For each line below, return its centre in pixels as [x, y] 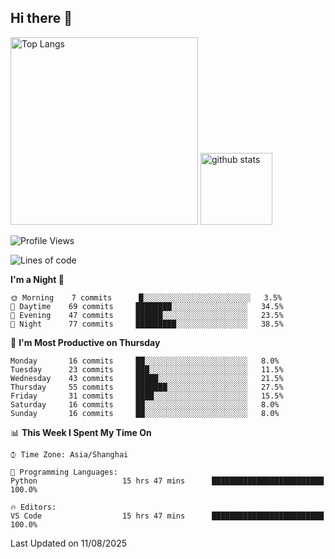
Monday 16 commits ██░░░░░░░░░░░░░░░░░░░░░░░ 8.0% [145, 361]
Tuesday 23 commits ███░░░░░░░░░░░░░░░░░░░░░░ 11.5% [147, 369]
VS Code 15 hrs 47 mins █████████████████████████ [167, 516]
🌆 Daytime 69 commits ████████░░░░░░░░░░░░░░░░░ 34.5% [147, 306]
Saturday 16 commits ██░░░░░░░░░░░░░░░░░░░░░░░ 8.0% [145, 404]
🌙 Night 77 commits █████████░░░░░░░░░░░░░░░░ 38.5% [147, 324]
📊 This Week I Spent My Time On [81, 432]
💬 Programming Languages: [64, 472]
